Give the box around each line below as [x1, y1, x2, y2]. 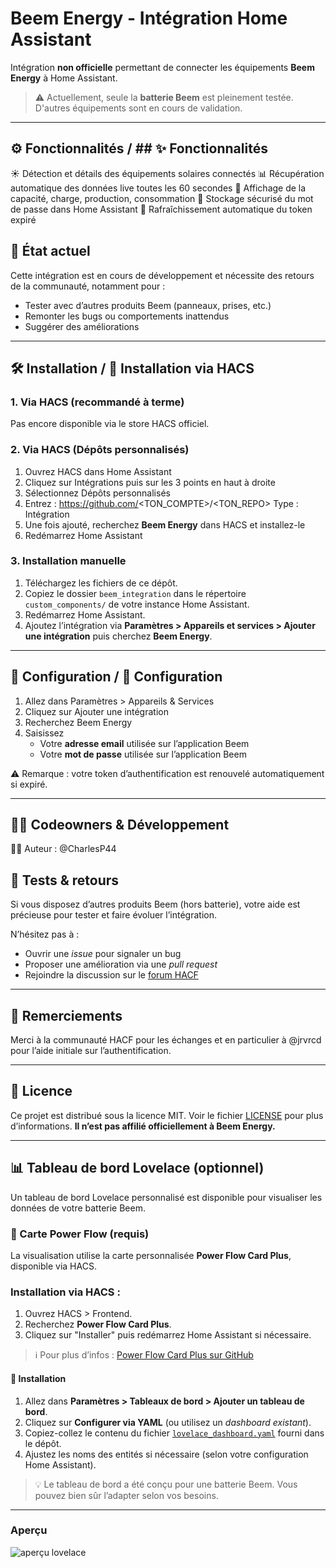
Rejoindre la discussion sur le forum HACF [24, 969, 199, 981]
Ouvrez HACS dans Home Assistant [24, 465, 172, 477]
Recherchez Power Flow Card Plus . [24, 1318, 172, 1331]
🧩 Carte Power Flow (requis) [10, 1227, 150, 1241]
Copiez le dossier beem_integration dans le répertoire [24, 587, 247, 599]
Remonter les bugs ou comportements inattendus [24, 310, 230, 322]
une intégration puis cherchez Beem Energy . [24, 630, 213, 642]
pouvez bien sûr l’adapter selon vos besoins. [34, 1489, 219, 1501]
